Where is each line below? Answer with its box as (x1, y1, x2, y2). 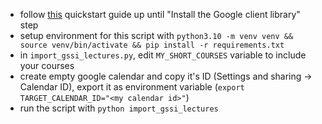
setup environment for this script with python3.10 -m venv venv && (19, 30, 294, 41)
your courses (19, 60, 75, 71)
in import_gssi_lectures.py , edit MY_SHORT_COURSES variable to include (19, 49, 307, 61)
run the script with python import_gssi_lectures (19, 102, 219, 114)
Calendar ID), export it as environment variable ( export (19, 81, 245, 93)
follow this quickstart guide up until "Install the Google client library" (19, 9, 301, 20)
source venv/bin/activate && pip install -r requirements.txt (19, 40, 285, 50)
